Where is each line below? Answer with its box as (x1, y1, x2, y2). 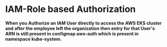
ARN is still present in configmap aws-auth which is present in (5, 30, 139, 36)
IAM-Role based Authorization (5, 3, 136, 15)
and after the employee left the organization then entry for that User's (5, 25, 155, 31)
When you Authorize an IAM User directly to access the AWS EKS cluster (5, 20, 162, 26)
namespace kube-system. (5, 36, 62, 42)
